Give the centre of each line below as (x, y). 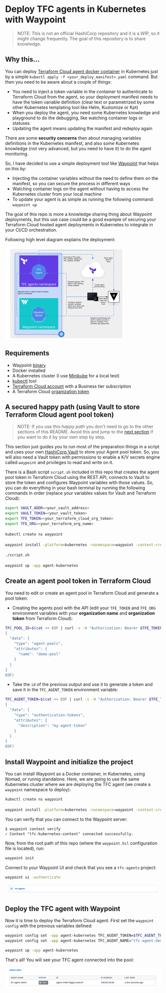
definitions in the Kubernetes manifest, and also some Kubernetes (72, 143)
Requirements (27, 353)
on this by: (16, 168)
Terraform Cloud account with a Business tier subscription (72, 386)
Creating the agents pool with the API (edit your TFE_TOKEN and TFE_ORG (84, 608)
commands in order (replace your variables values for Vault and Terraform (81, 493)
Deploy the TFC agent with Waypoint (63, 909)
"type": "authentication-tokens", (49, 715)
